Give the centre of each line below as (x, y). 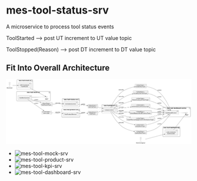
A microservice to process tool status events (60, 27)
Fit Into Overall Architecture (58, 68)
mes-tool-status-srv (58, 10)
